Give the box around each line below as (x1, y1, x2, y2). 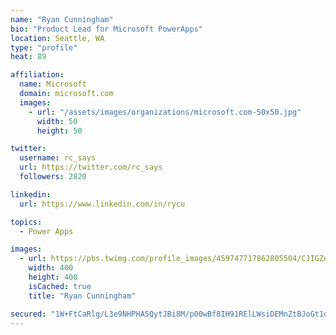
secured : (10, 309, 47, 319)
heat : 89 (10, 52, 47, 62)
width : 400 (28, 263, 74, 273)
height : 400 (28, 272, 78, 282)
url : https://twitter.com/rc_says (19, 162, 163, 173)
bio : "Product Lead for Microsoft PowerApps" (10, 24, 203, 34)
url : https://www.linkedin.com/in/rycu (19, 199, 186, 209)
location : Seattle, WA (10, 33, 105, 43)
